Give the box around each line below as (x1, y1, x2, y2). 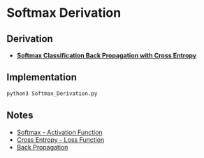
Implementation (6, 71, 78, 83)
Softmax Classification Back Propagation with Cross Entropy (16, 51, 197, 59)
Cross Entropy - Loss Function (16, 135, 105, 144)
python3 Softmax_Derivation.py (6, 89, 98, 97)
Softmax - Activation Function (16, 128, 103, 136)
